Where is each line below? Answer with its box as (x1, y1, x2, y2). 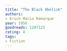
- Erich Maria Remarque (5, 16, 54, 21)
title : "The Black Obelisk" (5, 7, 63, 12)
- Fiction (5, 39, 26, 44)
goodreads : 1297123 (5, 25, 45, 30)
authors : (5, 12, 23, 17)
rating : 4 (5, 30, 26, 34)
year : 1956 (5, 20, 28, 26)
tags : (5, 34, 16, 39)
